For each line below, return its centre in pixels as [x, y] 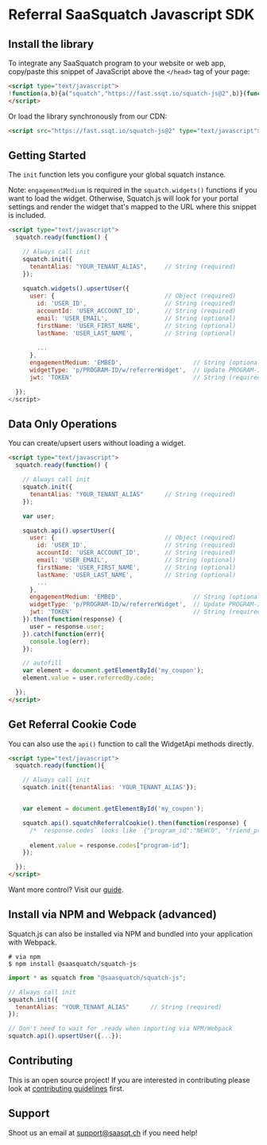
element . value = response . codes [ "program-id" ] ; [110, 845]
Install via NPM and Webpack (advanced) [112, 915]
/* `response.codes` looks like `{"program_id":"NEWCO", [126, 830]
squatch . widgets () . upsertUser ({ [76, 289]
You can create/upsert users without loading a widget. [97, 443]
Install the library [51, 44]
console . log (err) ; [60, 641]
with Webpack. [33, 942]
